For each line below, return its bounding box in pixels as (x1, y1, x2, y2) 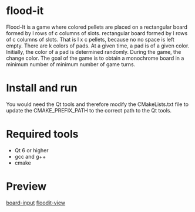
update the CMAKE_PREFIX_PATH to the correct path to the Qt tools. (6, 107, 172, 114)
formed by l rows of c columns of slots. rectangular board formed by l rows (6, 29, 188, 36)
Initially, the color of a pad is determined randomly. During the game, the (6, 48, 181, 55)
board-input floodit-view (6, 199, 66, 206)
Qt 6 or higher (14, 146, 49, 153)
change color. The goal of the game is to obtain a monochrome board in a (6, 54, 184, 61)
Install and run (6, 81, 78, 95)
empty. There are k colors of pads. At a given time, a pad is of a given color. (6, 42, 190, 49)
